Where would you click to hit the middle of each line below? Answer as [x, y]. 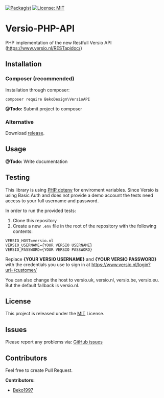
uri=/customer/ [21, 270]
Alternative [20, 122]
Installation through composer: [38, 90]
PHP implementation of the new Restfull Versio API [58, 42]
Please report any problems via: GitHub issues [54, 342]
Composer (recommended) [40, 79]
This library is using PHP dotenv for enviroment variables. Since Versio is [82, 190]
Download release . [25, 133]
